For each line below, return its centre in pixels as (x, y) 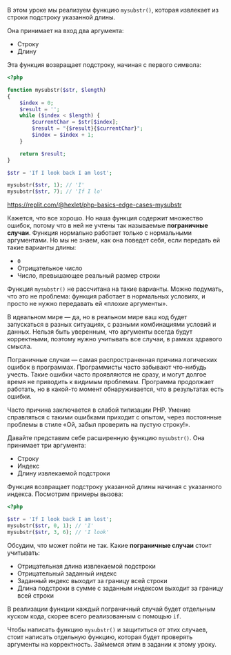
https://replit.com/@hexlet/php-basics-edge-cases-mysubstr (94, 205)
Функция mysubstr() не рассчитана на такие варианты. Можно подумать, (115, 289)
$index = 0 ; (37, 103)
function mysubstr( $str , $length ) (57, 90)
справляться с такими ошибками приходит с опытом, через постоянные (114, 417)
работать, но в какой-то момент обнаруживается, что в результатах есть (115, 389)
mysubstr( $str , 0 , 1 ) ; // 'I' (51, 525)
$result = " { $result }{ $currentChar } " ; (88, 129)
